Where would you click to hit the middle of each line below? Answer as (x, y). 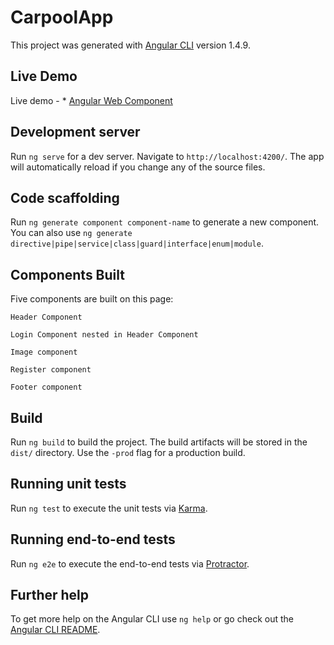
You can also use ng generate (71, 233)
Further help (50, 595)
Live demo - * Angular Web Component (91, 100)
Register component (51, 370)
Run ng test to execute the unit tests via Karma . (109, 508)
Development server (75, 132)
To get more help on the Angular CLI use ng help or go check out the (152, 619)
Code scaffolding (65, 197)
